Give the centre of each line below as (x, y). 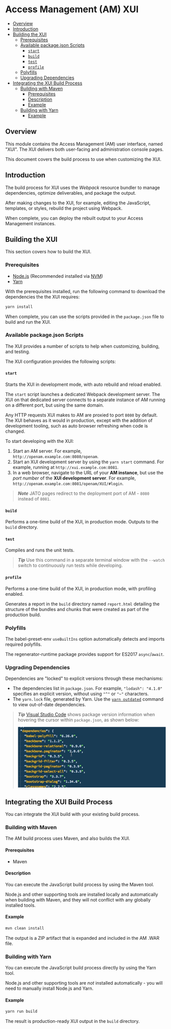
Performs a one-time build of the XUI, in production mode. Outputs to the (82, 522)
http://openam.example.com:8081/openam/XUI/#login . (68, 484)
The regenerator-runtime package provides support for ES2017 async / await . (85, 654)
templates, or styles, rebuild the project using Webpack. (64, 208)
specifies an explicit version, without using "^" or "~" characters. (81, 694)
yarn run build (21, 1012)
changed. (15, 431)
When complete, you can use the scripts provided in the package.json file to (85, 316)
